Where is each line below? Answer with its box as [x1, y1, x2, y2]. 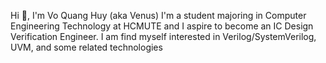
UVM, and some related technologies [10, 41, 163, 53]
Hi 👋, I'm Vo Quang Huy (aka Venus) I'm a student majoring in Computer [10, 10, 307, 21]
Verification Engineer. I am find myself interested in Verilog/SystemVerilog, [10, 31, 317, 42]
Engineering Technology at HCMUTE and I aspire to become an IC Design [10, 20, 314, 32]
